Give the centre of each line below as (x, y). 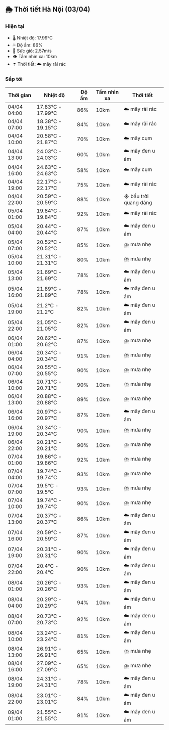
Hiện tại (15, 26)
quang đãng (138, 202)
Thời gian (20, 95)
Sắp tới (14, 79)
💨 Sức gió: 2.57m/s (32, 51)
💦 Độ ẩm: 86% (27, 45)
